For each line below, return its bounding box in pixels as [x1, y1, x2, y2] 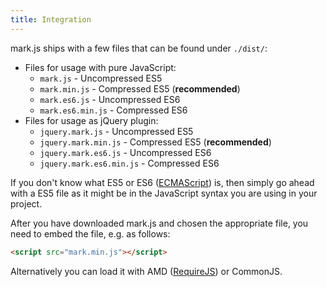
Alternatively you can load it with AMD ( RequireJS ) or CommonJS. [10, 265, 283, 277]
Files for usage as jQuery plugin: [24, 114, 159, 126]
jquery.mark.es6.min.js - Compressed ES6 [39, 157, 220, 169]
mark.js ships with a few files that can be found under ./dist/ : [10, 42, 268, 54]
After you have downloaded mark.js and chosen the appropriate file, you [10, 217, 309, 229]
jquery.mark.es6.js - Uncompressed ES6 [39, 146, 212, 158]
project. [10, 197, 43, 210]
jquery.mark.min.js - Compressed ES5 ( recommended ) [39, 136, 272, 148]
